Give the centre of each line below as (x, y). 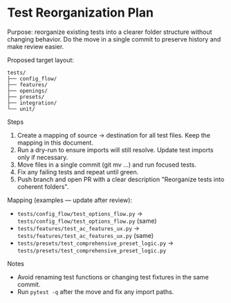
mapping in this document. (55, 143)
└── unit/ (21, 109)
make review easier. (36, 46)
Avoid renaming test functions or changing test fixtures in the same (113, 277)
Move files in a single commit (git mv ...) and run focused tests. (107, 165)
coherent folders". (43, 186)
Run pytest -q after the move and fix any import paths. (95, 291)
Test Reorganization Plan (81, 13)
